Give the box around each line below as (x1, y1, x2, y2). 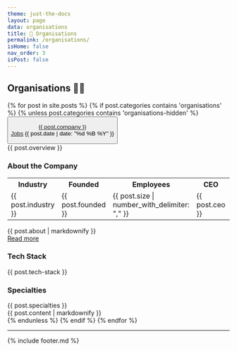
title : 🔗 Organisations (7, 30, 78, 37)
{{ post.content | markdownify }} (7, 309, 102, 317)
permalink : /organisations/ (7, 37, 90, 44)
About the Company (7, 161, 78, 171)
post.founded (61, 199, 107, 209)
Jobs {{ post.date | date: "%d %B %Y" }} (11, 130, 114, 137)
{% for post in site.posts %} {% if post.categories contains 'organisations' (7, 101, 222, 109)
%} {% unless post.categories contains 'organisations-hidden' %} (7, 109, 199, 117)
